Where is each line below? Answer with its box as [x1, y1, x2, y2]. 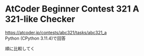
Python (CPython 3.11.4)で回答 [5, 35, 66, 41]
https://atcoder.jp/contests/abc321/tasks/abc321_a [5, 29, 107, 35]
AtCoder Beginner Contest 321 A [5, 3, 140, 14]
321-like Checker [5, 14, 75, 25]
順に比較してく [5, 45, 35, 51]
